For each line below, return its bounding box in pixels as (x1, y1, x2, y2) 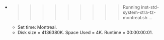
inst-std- (140, 4, 159, 10)
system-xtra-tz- (122, 9, 156, 15)
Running (122, 4, 140, 10)
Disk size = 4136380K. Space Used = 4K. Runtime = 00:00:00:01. (17, 30, 153, 35)
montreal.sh (122, 15, 147, 20)
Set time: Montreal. (17, 24, 57, 30)
